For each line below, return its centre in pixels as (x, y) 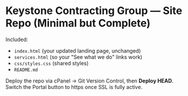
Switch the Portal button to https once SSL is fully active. (74, 87)
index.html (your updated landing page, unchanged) (77, 50)
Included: (17, 39)
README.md (26, 70)
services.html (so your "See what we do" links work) (78, 57)
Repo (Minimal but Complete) (78, 23)
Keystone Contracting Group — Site (94, 11)
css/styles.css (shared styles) (51, 63)
